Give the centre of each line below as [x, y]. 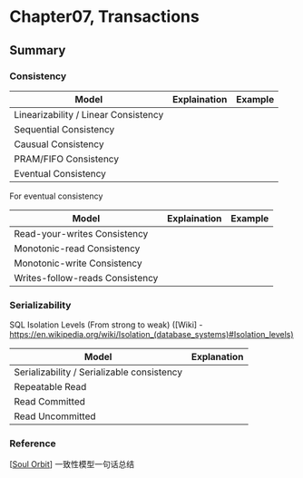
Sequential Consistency [64, 129]
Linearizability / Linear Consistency [89, 114]
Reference [33, 444]
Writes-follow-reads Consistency [86, 278]
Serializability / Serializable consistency [98, 372]
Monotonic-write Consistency [78, 263]
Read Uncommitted [55, 416]
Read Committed [50, 402]
